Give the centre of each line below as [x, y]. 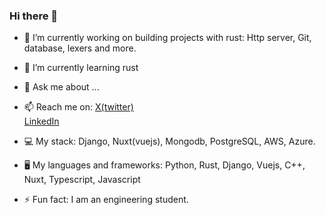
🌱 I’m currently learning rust [81, 68]
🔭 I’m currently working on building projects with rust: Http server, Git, [167, 38]
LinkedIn [41, 121]
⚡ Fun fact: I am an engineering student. [106, 200]
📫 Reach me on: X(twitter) [78, 107]
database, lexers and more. [80, 48]
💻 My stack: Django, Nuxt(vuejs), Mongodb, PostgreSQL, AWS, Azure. [169, 141]
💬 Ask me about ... [61, 87]
